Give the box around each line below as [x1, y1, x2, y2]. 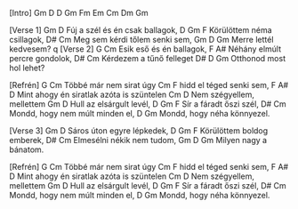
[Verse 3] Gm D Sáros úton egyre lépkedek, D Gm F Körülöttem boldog [9, 125, 269, 136]
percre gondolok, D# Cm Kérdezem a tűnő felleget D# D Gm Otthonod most [9, 53, 286, 63]
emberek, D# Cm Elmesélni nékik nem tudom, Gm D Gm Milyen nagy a [9, 135, 268, 145]
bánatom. [9, 144, 44, 155]
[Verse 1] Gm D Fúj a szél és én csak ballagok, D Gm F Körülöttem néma [9, 25, 273, 35]
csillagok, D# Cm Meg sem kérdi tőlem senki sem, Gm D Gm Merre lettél [9, 35, 274, 44]
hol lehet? [9, 62, 45, 73]
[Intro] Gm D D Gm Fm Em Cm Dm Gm [9, 8, 149, 18]
